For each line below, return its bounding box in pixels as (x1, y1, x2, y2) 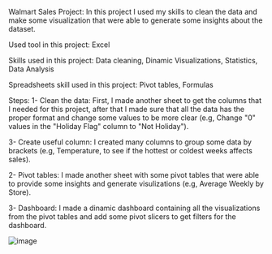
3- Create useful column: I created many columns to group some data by (8, 137, 252, 147)
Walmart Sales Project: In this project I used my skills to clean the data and (8, 7, 257, 16)
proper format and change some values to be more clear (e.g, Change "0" (8, 113, 256, 123)
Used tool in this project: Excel (8, 40, 110, 50)
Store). (8, 187, 32, 197)
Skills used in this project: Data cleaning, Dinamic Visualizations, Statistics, (8, 56, 258, 65)
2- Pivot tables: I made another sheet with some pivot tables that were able (8, 170, 260, 179)
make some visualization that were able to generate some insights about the (8, 15, 263, 25)
